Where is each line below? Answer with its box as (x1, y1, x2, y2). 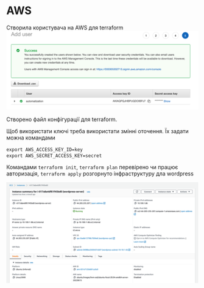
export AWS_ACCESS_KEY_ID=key (6, 147, 83, 153)
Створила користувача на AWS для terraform (6, 24, 124, 31)
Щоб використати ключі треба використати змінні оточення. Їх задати (6, 128, 189, 135)
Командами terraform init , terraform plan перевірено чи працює (6, 163, 178, 171)
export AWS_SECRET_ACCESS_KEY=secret (6, 153, 102, 159)
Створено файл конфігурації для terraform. (6, 116, 118, 123)
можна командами (6, 134, 56, 141)
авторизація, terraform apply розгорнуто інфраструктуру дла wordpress (6, 170, 194, 177)
